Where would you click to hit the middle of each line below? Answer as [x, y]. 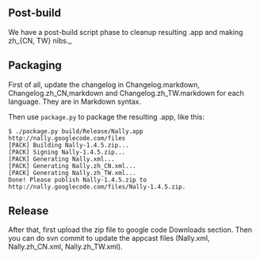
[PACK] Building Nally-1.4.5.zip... [69, 145]
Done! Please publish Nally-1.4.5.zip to [78, 180]
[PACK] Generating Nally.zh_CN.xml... [72, 166]
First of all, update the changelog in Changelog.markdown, [104, 84]
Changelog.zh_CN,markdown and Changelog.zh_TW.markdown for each [126, 93]
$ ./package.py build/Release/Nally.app [76, 131]
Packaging [35, 65]
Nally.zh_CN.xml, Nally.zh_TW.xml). [65, 247]
